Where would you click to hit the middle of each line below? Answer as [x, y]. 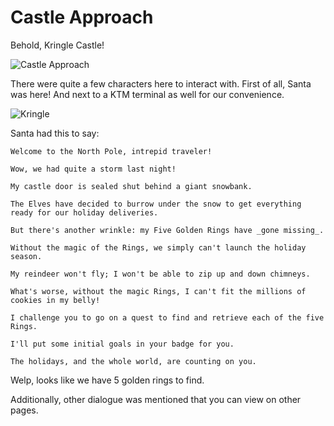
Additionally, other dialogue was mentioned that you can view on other [156, 399]
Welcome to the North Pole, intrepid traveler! [111, 151]
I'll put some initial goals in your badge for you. [122, 344]
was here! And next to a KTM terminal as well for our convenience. [147, 94]
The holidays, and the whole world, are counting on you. [133, 361]
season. [26, 256]
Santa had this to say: [55, 133]
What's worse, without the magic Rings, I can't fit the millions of [158, 291]
